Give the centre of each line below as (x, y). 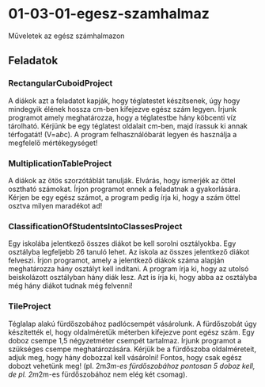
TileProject (30, 306)
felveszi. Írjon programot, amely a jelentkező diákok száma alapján (116, 261)
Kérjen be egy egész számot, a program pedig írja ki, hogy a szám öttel (124, 197)
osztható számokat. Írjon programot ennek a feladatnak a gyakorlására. (125, 189)
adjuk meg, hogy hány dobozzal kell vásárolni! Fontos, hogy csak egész (125, 357)
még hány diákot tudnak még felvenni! (70, 285)
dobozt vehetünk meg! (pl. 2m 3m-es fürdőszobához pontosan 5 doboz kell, (132, 366)
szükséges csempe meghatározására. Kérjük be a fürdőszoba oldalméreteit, (132, 349)
